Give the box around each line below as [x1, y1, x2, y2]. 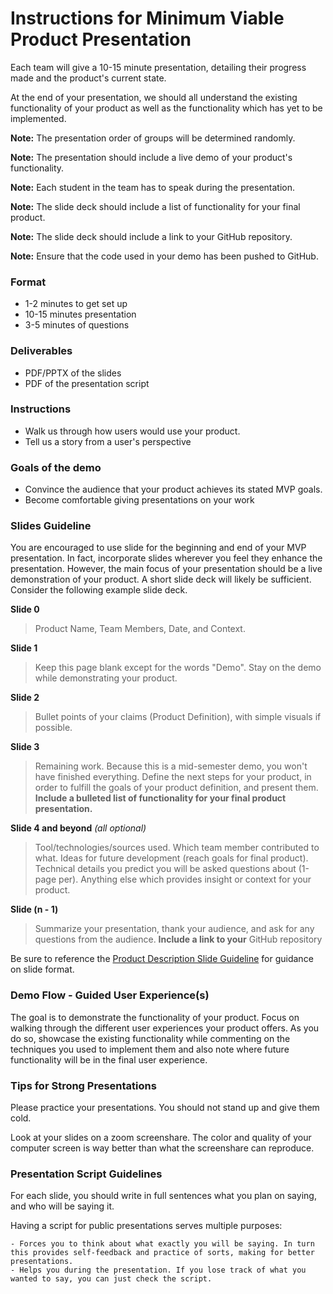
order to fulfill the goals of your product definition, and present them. [34, 782, 319, 794]
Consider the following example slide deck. [10, 584, 188, 596]
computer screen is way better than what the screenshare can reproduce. [10, 1142, 315, 1154]
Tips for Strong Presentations [10, 1078, 157, 1092]
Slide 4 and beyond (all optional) [10, 822, 147, 834]
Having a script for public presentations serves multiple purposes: [10, 1220, 283, 1232]
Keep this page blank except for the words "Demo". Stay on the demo [34, 662, 322, 674]
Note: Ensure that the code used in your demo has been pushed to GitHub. [10, 250, 319, 262]
